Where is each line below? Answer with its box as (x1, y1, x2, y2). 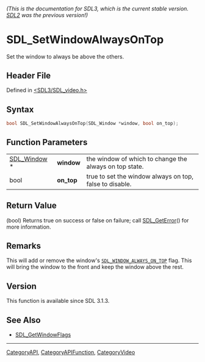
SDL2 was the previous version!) (6, 11, 88, 18)
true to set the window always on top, (86, 172, 194, 180)
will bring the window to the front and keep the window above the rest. (6, 263, 184, 271)
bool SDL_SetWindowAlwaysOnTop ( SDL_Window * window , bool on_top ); (6, 121, 179, 127)
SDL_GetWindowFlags (15, 331, 71, 338)
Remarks (6, 241, 41, 251)
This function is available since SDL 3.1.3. (6, 297, 110, 305)
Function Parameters (6, 137, 88, 147)
